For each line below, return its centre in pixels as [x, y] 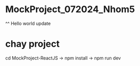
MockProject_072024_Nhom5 [70, 9]
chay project [32, 44]
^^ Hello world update [28, 23]
